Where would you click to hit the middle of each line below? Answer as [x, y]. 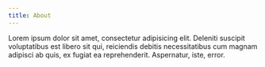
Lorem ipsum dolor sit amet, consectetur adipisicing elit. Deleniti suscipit [127, 38]
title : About [30, 15]
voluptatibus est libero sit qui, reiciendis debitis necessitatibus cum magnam [133, 46]
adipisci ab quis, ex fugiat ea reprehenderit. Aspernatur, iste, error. [117, 54]
